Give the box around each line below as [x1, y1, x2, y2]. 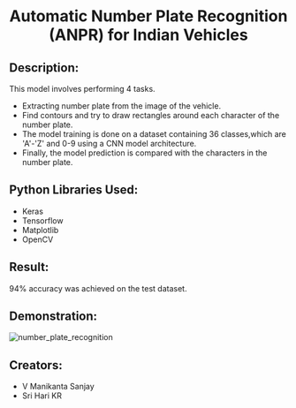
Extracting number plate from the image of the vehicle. [21, 101, 222, 111]
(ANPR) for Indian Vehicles [48, 25, 249, 45]
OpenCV [21, 234, 54, 245]
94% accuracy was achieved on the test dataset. [9, 283, 187, 293]
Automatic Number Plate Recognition [9, 6, 288, 26]
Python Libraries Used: [9, 183, 139, 198]
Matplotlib [21, 224, 59, 235]
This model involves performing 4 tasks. [9, 84, 156, 94]
